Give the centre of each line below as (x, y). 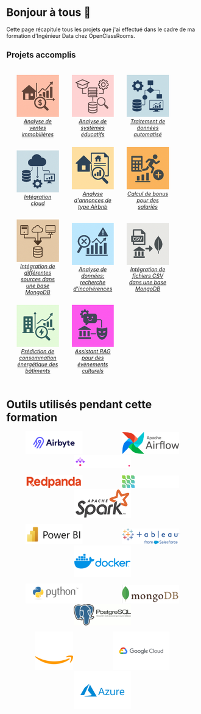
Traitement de (148, 121)
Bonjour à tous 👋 (49, 13)
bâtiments (38, 371)
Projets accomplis (41, 55)
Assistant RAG (93, 352)
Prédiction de (38, 352)
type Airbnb (93, 206)
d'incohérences (93, 289)
